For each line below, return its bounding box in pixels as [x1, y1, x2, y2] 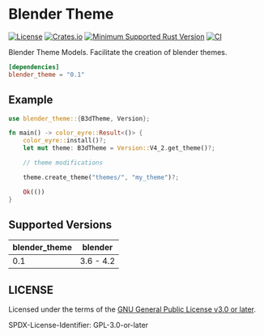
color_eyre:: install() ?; [23, 137, 107, 145]
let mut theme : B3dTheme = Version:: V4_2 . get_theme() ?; [23, 144, 216, 152]
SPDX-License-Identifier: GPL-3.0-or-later [8, 321, 148, 330]
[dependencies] [8, 62, 60, 71]
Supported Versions [8, 218, 112, 232]
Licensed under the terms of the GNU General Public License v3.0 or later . [8, 304, 257, 314]
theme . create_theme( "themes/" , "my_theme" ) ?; [23, 173, 180, 181]
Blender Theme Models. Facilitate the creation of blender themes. [8, 47, 228, 57]
